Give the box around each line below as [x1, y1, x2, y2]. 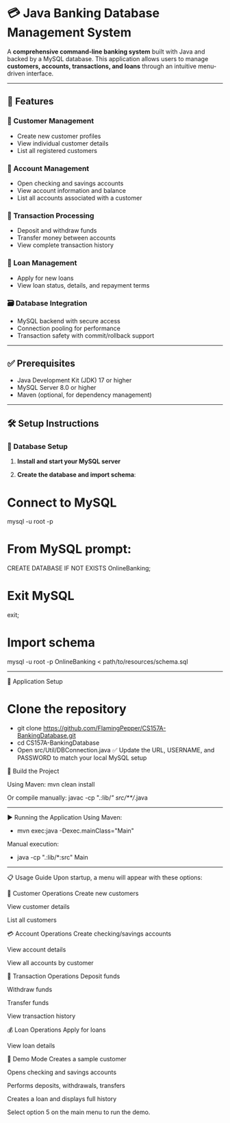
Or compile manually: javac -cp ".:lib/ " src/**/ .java [7, 794, 149, 802]
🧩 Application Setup [7, 678, 63, 686]
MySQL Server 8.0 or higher [16, 383, 97, 391]
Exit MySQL [7, 588, 75, 604]
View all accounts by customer [7, 959, 94, 966]
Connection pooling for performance [16, 324, 121, 332]
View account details [7, 945, 66, 953]
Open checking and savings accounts [16, 179, 124, 187]
